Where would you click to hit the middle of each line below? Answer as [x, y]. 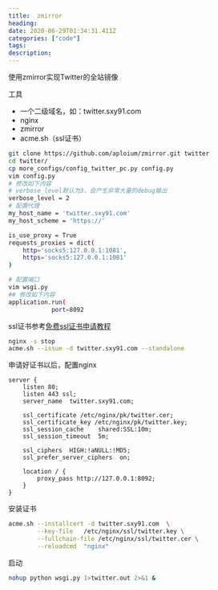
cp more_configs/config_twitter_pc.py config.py [91, 168]
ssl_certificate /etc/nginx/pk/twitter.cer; [98, 416]
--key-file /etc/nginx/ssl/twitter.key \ [111, 531]
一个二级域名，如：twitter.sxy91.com [81, 111]
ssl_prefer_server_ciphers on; [77, 458]
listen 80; [41, 387]
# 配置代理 [24, 206]
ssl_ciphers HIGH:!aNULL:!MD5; [77, 451]
